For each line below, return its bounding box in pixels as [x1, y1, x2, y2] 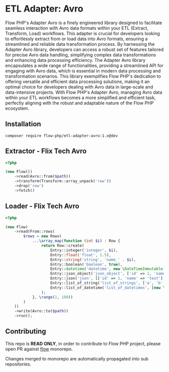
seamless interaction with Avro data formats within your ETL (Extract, [5, 25, 148, 31]
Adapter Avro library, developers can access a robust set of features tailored [5, 46, 164, 52]
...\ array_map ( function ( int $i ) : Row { [32, 239, 121, 244]
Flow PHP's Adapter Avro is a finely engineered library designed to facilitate [5, 20, 162, 26]
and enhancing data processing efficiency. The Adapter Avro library [5, 57, 146, 63]
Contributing [5, 327, 46, 336]
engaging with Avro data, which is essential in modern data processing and [5, 67, 161, 73]
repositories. [5, 361, 32, 367]
